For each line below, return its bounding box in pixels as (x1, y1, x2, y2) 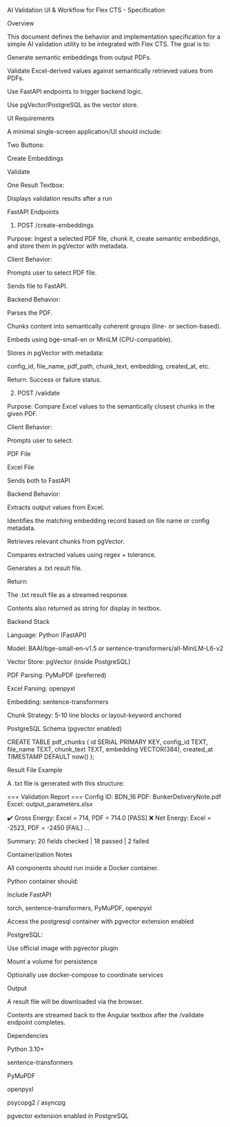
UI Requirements (7, 114, 55, 122)
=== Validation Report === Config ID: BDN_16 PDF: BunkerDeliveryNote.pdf (7, 793, 222, 801)
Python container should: (7, 877, 79, 885)
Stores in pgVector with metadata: (7, 349, 104, 357)
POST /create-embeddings (17, 221, 94, 229)
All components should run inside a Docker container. (7, 864, 160, 872)
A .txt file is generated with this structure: (7, 779, 125, 787)
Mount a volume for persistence (7, 957, 98, 966)
